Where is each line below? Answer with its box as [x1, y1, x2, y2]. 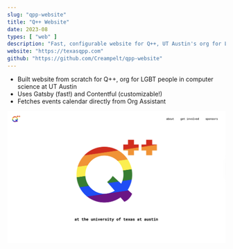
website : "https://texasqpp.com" [7, 48, 104, 55]
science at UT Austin [17, 82, 78, 90]
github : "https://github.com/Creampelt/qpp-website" [7, 55, 163, 62]
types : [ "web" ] [7, 33, 58, 40]
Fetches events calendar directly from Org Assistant [17, 97, 166, 105]
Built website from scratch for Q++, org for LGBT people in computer [17, 75, 214, 83]
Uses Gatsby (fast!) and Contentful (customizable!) [17, 89, 163, 98]
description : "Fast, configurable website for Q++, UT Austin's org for [7, 40, 222, 48]
